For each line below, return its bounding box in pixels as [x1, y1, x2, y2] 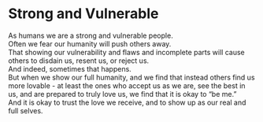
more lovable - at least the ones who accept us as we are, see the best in [8, 80, 246, 91]
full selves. [8, 105, 43, 115]
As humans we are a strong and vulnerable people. [8, 31, 173, 40]
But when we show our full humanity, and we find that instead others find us [8, 72, 255, 82]
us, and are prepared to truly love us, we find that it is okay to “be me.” [8, 89, 237, 98]
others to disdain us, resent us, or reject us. [8, 56, 150, 65]
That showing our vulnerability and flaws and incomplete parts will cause [8, 47, 246, 57]
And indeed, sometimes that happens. [8, 64, 131, 73]
